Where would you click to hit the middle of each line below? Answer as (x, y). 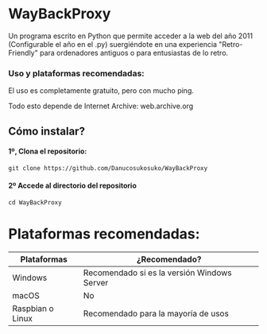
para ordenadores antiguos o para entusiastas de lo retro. (134, 52)
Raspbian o (33, 309)
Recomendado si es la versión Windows (157, 273)
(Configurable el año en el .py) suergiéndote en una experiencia (112, 44)
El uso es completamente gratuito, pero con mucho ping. (101, 91)
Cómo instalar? (47, 131)
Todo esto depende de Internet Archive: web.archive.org (101, 106)
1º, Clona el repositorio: (48, 151)
